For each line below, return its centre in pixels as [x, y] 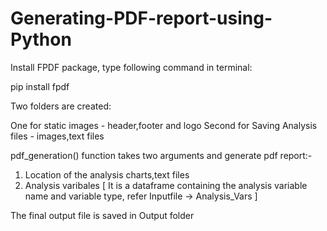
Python [41, 39]
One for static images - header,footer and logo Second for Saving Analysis [164, 125]
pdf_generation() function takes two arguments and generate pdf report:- [161, 155]
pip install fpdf [40, 86]
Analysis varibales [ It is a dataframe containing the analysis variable [166, 185]
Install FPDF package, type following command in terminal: [131, 67]
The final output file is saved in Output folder [102, 215]
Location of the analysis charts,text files [107, 174]
